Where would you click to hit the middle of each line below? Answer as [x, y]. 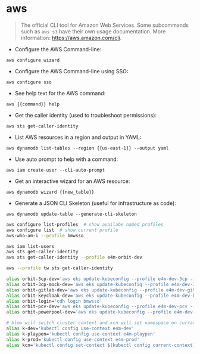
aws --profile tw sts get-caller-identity [60, 268]
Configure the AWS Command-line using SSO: [71, 71]
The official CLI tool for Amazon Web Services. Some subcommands [105, 25]
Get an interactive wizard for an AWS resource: [72, 181]
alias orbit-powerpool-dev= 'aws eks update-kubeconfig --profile [89, 312]
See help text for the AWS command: [60, 93]
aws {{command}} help [33, 104]
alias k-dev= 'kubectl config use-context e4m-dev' [70, 329]
